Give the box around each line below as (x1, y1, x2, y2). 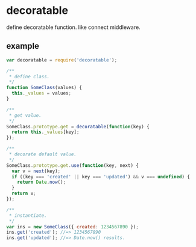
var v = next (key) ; (11, 168, 61, 174)
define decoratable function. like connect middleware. (6, 23, 141, 31)
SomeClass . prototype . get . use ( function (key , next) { (6, 162, 139, 169)
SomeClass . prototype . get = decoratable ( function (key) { (6, 123, 150, 130)
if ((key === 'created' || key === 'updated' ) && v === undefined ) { (11, 174, 190, 180)
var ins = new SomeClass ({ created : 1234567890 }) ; (6, 224, 139, 230)
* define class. (8, 73, 50, 80)
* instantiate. (8, 212, 47, 219)
